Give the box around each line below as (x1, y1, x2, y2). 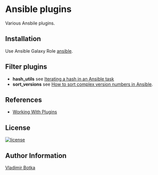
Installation (5, 35, 41, 43)
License (5, 123, 31, 132)
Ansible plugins (5, 4, 72, 15)
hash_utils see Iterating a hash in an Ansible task (12, 76, 114, 82)
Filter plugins (5, 63, 48, 71)
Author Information (5, 151, 67, 160)
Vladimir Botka (5, 164, 36, 170)
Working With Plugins (12, 109, 57, 115)
